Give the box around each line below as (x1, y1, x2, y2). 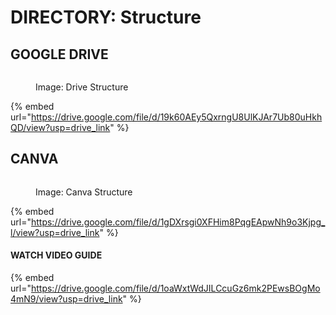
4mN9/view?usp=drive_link (10, 293, 123, 305)
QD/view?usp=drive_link (10, 122, 111, 133)
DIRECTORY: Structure (10, 6, 202, 29)
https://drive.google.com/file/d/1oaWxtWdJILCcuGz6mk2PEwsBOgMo (30, 282, 321, 295)
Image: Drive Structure (35, 81, 129, 93)
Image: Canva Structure (35, 186, 133, 198)
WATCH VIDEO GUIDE (10, 249, 103, 261)
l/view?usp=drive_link (10, 226, 100, 238)
